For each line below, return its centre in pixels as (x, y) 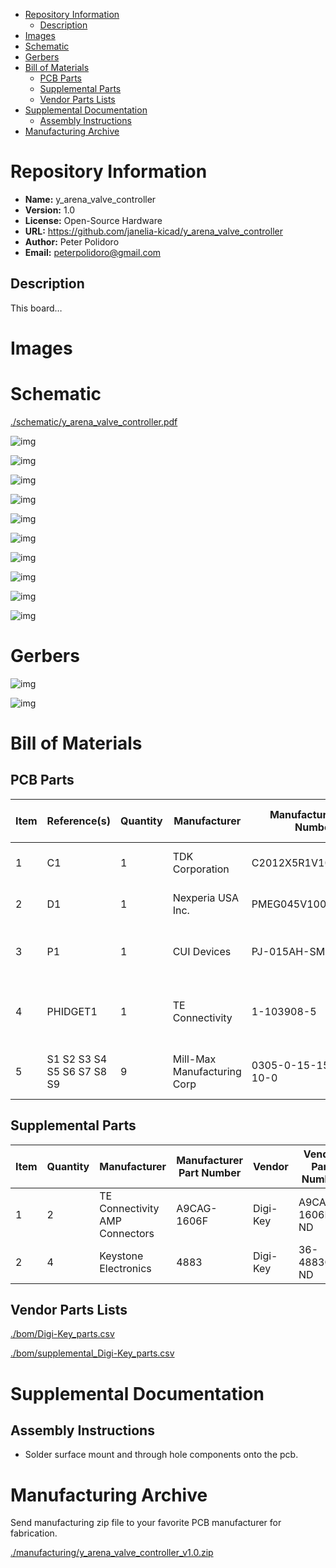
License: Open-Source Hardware (93, 220)
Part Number (210, 1172)
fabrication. (34, 1533)
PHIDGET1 (72, 1011)
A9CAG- (197, 1208)
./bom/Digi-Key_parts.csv (62, 1334)
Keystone (121, 1256)
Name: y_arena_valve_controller (90, 199)
